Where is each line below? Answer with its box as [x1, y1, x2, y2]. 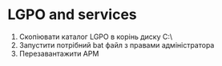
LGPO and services [7, 6, 137, 24]
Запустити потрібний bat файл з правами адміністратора [18, 40, 215, 49]
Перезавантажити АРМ [18, 49, 99, 58]
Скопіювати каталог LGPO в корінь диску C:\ [18, 32, 173, 41]
